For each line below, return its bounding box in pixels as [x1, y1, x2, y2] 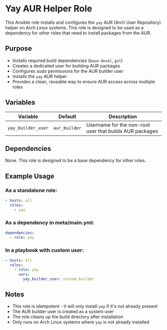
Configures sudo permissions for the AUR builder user [12, 68, 124, 74]
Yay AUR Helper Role [5, 3, 92, 14]
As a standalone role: [5, 187, 58, 194]
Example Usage [5, 172, 55, 180]
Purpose [5, 44, 32, 53]
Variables [5, 98, 36, 107]
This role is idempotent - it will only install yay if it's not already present [12, 303, 158, 309]
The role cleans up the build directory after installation [12, 314, 123, 320]
